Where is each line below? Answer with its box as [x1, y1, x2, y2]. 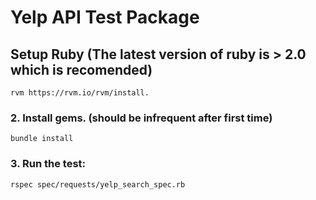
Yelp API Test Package [10, 6, 200, 29]
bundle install [10, 134, 74, 144]
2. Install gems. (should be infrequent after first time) [10, 111, 273, 125]
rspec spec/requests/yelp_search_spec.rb [10, 179, 186, 190]
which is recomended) [10, 61, 153, 78]
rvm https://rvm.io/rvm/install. [10, 88, 150, 98]
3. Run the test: [10, 157, 87, 171]
